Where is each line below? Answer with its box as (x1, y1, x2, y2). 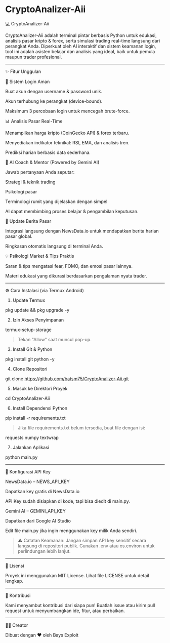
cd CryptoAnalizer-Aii (5, 395, 50, 401)
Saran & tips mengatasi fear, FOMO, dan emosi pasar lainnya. (5, 263, 133, 269)
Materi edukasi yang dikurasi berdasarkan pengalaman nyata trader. (5, 272, 148, 279)
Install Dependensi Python (12, 405, 67, 411)
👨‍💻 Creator (5, 622, 28, 628)
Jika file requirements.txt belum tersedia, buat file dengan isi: (17, 424, 145, 431)
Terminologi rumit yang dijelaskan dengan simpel (5, 198, 108, 205)
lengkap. (5, 578, 24, 584)
